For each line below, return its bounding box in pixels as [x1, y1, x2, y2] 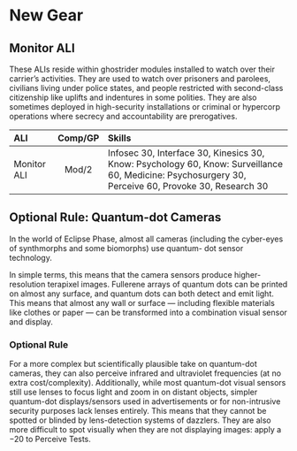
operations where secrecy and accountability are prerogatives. [9, 111, 238, 121]
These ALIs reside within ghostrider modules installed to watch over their [9, 64, 276, 74]
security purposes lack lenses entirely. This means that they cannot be [9, 406, 267, 417]
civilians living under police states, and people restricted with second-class [9, 83, 284, 93]
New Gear [9, 5, 84, 26]
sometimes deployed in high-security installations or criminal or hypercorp [9, 102, 281, 111]
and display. [9, 316, 53, 327]
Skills [107, 132, 132, 144]
